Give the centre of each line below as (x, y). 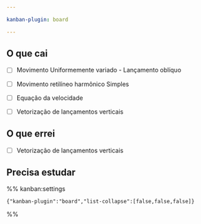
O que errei (31, 134)
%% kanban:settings (36, 189)
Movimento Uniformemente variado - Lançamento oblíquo (99, 70)
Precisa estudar (41, 172)
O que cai (27, 53)
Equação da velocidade (50, 98)
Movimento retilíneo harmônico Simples (73, 84)
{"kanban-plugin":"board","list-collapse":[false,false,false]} (100, 202)
